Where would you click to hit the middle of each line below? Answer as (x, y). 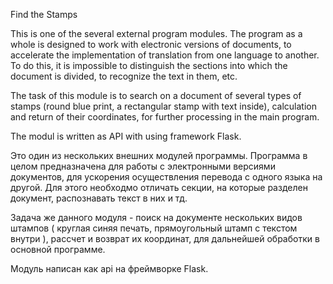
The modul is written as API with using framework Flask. (126, 136)
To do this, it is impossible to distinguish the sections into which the (149, 65)
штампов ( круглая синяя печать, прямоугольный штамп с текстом (154, 228)
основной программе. (58, 249)
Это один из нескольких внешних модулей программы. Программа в (159, 155)
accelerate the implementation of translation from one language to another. (165, 55)
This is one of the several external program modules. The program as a (156, 33)
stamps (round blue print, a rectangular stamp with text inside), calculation (163, 106)
